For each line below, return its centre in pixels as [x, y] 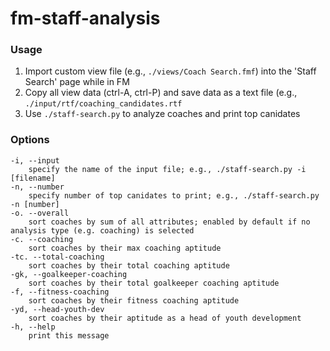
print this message [69, 335]
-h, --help [33, 327]
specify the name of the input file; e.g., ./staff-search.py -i [167, 169]
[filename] [33, 178]
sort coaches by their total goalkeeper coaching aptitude [154, 283]
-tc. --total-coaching [57, 257]
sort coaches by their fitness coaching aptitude [134, 300]
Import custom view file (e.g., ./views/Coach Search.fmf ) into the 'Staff [170, 71]
